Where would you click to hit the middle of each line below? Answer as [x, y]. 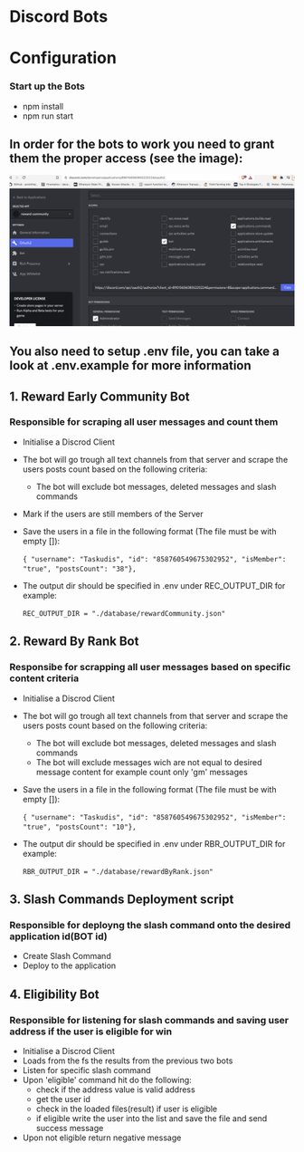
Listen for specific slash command [86, 1070]
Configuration [63, 58]
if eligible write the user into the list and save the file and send [152, 1118]
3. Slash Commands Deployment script [122, 899]
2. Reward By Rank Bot [74, 642]
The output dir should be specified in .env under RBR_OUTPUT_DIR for [154, 843]
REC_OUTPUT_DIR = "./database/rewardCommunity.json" [124, 613]
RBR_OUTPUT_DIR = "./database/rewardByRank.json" [118, 871]
